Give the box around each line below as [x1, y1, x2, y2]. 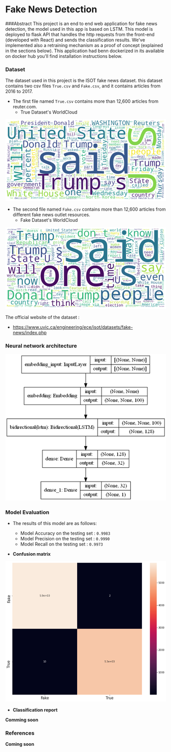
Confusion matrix [12, 551, 51, 557]
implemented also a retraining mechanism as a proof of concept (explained [5, 42, 163, 48]
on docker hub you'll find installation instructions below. [5, 53, 123, 59]
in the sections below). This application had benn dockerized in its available [5, 48, 164, 54]
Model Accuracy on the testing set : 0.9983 [20, 530, 111, 536]
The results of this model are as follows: [12, 520, 97, 527]
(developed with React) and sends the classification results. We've [5, 37, 145, 43]
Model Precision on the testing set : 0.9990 [20, 536, 110, 542]
